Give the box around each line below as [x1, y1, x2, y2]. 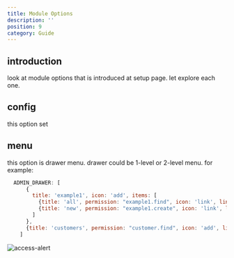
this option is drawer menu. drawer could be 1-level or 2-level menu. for [7, 158, 213, 167]
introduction [7, 55, 63, 67]
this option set [7, 120, 49, 128]
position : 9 [7, 23, 42, 30]
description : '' [7, 17, 54, 24]
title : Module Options [7, 10, 73, 17]
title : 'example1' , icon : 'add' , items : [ [32, 192, 157, 199]
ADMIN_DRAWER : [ [13, 179, 61, 186]
